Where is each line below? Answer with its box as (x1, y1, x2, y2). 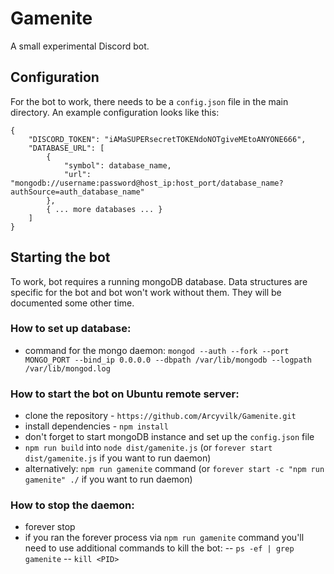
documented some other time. (10, 297, 135, 309)
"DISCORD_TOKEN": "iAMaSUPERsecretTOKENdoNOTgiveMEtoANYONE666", (28, 134, 307, 144)
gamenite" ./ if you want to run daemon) (24, 473, 193, 486)
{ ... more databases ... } (46, 204, 163, 214)
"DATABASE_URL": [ (28, 143, 105, 153)
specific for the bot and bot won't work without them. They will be (10, 286, 282, 298)
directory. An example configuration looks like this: (10, 106, 220, 118)
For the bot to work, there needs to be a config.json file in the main (10, 95, 289, 107)
